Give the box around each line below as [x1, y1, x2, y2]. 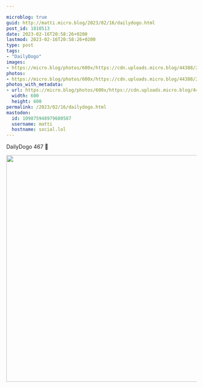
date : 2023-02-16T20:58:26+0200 [6, 31, 88, 37]
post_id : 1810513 [6, 25, 50, 31]
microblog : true [6, 14, 47, 20]
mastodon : [6, 109, 31, 115]
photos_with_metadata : [6, 82, 63, 88]
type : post [6, 42, 34, 48]
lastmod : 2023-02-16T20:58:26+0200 [6, 37, 96, 43]
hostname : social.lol [11, 126, 66, 133]
